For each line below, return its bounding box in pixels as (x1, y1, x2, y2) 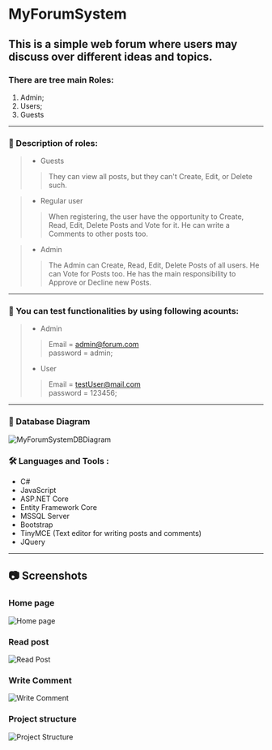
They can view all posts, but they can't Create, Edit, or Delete (48, 172, 253, 182)
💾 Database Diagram (8, 416, 91, 427)
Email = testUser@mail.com (48, 379, 141, 389)
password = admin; (48, 348, 113, 358)
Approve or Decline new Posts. (48, 277, 152, 288)
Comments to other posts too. (48, 229, 148, 239)
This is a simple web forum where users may (8, 37, 238, 51)
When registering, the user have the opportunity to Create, (48, 212, 244, 221)
